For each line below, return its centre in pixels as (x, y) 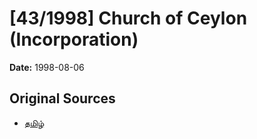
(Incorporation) (74, 39)
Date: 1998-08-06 (47, 67)
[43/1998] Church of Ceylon (128, 18)
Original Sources (62, 98)
